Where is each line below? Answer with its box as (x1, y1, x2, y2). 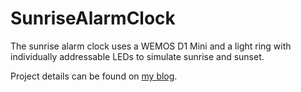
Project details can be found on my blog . (10, 70, 178, 82)
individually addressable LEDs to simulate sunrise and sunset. (10, 50, 265, 62)
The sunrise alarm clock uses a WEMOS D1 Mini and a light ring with (10, 40, 292, 52)
